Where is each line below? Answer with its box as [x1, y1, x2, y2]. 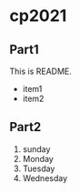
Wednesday [22, 172, 68, 183]
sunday [22, 143, 51, 155]
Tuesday [22, 163, 55, 174]
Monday [22, 153, 55, 164]
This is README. [9, 66, 73, 76]
